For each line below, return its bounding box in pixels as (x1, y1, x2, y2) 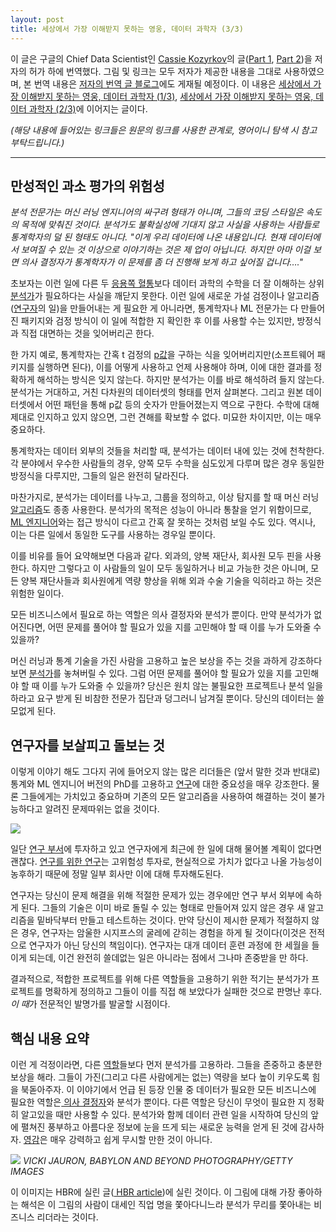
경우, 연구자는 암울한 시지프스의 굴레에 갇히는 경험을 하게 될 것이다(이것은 (20, 927, 307, 939)
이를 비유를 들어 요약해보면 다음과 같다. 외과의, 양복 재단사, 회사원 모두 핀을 (10, 550, 303, 562)
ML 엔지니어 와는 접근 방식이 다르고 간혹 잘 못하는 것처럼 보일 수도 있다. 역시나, (10, 516, 317, 528)
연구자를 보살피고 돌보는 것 (10, 737, 165, 754)
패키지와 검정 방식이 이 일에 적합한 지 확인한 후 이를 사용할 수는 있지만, (20, 315, 295, 327)
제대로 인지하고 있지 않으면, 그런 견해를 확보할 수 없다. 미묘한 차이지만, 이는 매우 (10, 411, 322, 423)
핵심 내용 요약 (10, 1030, 90, 1047)
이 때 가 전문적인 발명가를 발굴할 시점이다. (10, 998, 171, 1010)
